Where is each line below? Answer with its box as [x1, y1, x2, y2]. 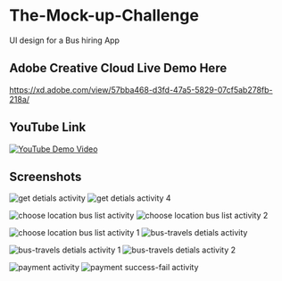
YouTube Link [9, 120, 87, 135]
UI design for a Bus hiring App [9, 35, 120, 45]
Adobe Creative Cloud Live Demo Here [9, 61, 228, 76]
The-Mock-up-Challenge [9, 5, 199, 26]
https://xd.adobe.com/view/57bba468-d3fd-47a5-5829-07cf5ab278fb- [9, 84, 273, 95]
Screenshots [9, 169, 82, 184]
